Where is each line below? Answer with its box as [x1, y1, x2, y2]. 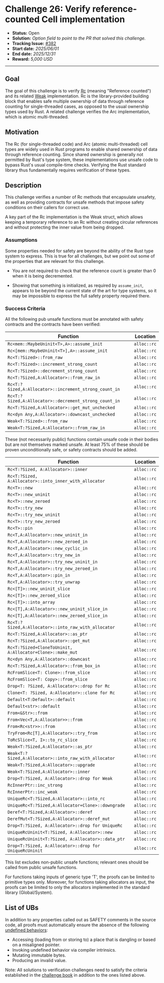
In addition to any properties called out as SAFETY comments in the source [5, 916, 156, 922]
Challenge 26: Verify [5, 3, 91, 15]
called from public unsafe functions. [5, 864, 78, 870]
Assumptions [5, 236, 38, 243]
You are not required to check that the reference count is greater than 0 [12, 268, 156, 274]
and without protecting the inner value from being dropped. [5, 224, 124, 231]
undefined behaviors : [5, 927, 48, 933]
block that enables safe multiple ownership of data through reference [5, 98, 144, 104]
